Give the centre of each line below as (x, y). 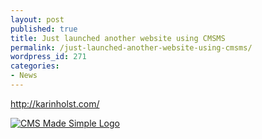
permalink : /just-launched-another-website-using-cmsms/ (131, 47)
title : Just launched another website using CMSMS (118, 38)
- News (24, 76)
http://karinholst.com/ (55, 103)
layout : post (37, 19)
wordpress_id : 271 (48, 57)
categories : (35, 66)
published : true (44, 29)
